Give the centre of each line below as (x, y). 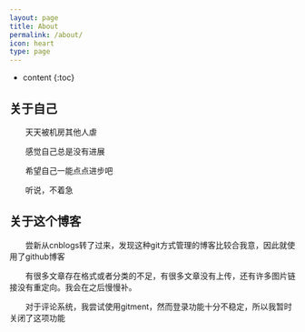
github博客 (45, 257)
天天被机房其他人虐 (61, 132)
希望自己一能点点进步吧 (69, 170)
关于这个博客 (45, 221)
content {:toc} (49, 77)
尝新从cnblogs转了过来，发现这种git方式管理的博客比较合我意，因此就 (156, 245)
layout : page (34, 18)
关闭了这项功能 (37, 317)
